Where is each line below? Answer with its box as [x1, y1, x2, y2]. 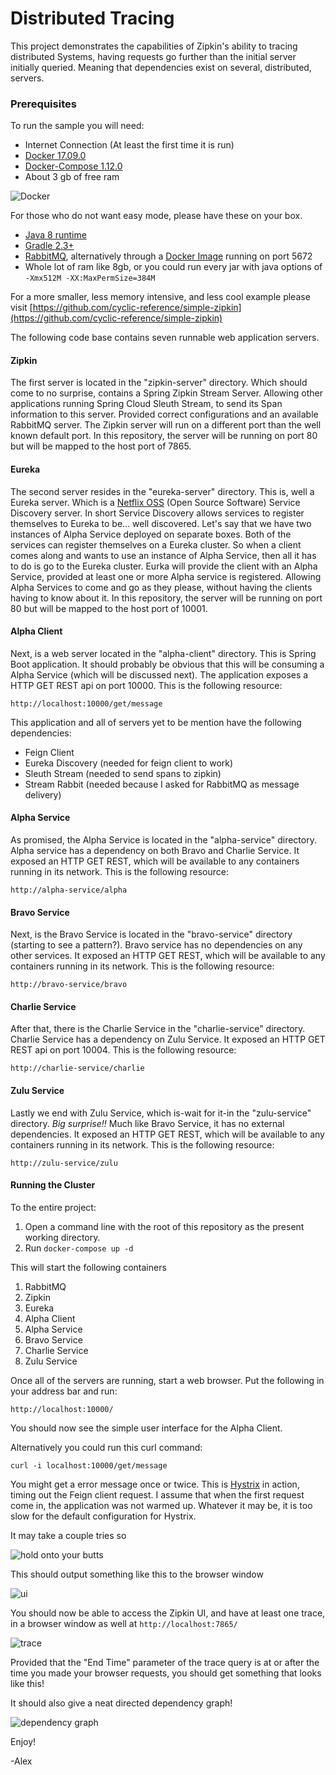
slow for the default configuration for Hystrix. [10, 1510, 197, 1522]
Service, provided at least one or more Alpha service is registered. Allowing [10, 570, 322, 582]
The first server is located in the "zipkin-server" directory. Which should [10, 377, 308, 389]
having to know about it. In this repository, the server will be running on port [10, 592, 323, 604]
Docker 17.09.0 [24, 150, 87, 162]
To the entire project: [10, 1201, 97, 1213]
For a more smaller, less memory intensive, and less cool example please [10, 291, 311, 303]
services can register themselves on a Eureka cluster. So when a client [10, 538, 302, 551]
